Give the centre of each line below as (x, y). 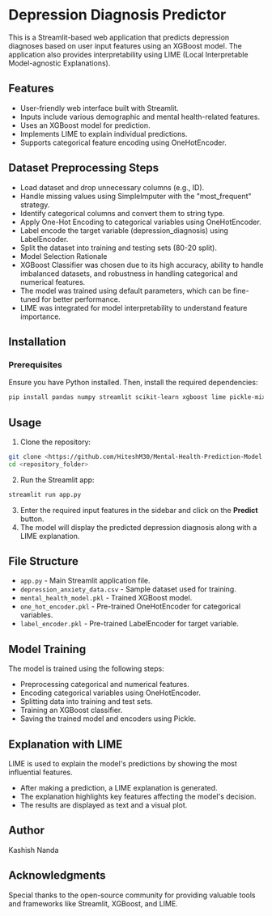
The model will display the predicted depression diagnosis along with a (138, 527)
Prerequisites (35, 364)
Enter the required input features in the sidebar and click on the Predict (139, 510)
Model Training (47, 649)
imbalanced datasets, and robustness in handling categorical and (129, 274)
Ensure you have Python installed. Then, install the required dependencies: (133, 383)
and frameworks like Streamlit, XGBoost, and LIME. (93, 903)
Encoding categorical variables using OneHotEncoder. (110, 693)
